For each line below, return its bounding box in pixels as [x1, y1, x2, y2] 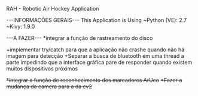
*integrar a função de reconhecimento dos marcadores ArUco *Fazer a [6, 77, 182, 83]
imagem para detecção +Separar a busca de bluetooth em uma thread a [6, 52, 184, 59]
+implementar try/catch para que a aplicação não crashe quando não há [6, 46, 185, 53]
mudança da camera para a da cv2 [6, 83, 92, 90]
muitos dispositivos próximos [6, 65, 78, 72]
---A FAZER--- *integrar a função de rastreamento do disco [6, 35, 153, 41]
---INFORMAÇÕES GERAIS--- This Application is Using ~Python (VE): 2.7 [6, 17, 187, 23]
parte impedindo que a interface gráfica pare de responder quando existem [6, 59, 193, 66]
